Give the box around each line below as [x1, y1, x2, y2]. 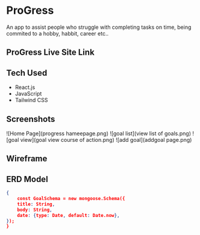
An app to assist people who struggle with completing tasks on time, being [6, 23, 192, 31]
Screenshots [6, 114, 55, 124]
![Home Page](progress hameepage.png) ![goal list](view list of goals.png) [6, 130, 192, 137]
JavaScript [14, 90, 42, 97]
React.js [14, 84, 36, 91]
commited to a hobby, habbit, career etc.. [6, 29, 109, 37]
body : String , [17, 207, 52, 213]
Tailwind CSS [14, 97, 48, 104]
